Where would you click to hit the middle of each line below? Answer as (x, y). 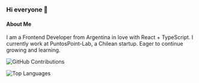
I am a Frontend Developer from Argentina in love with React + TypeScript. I (100, 37)
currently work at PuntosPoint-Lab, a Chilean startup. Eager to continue (95, 44)
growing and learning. (33, 50)
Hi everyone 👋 (27, 10)
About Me (19, 24)
